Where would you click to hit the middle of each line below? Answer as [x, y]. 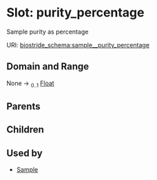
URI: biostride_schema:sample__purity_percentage [78, 45]
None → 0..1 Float [30, 84]
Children [25, 130]
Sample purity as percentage [48, 32]
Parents [23, 106]
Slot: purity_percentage [75, 13]
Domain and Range [48, 67]
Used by [24, 153]
